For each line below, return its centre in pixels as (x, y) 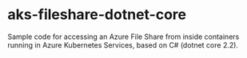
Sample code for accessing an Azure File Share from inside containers (124, 37)
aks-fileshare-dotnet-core (97, 15)
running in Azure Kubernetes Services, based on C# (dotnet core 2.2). (123, 44)
